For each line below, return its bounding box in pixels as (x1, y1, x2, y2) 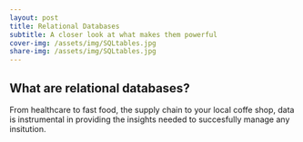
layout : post (9, 13, 59, 23)
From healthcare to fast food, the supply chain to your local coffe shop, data (9, 104, 295, 115)
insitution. (9, 123, 46, 134)
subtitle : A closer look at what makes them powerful (9, 30, 218, 39)
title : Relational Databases (9, 22, 120, 31)
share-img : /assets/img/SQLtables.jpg (9, 47, 157, 56)
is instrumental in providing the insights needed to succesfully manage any (9, 114, 290, 125)
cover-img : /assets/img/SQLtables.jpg (9, 38, 157, 48)
